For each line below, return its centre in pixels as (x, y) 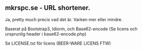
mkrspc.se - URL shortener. (48, 8)
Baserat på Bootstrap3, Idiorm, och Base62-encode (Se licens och (71, 29)
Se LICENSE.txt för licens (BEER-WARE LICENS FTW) (58, 43)
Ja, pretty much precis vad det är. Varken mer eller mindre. (64, 19)
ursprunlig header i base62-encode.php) (46, 34)
